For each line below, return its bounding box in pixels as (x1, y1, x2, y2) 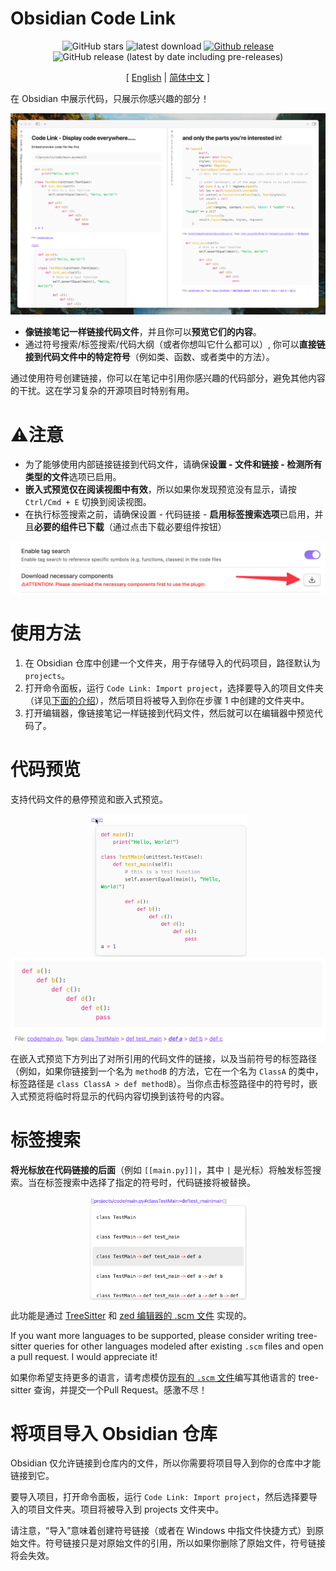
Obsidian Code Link (10, 7, 176, 30)
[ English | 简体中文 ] (125, 71, 211, 83)
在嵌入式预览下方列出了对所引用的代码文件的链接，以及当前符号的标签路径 (10, 1052, 317, 1064)
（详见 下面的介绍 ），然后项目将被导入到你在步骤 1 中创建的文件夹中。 (24, 694, 310, 706)
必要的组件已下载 (33, 521, 105, 533)
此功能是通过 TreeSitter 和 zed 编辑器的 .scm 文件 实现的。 (10, 1309, 252, 1321)
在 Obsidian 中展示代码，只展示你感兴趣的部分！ (10, 92, 210, 104)
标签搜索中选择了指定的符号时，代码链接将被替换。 (44, 1176, 256, 1188)
